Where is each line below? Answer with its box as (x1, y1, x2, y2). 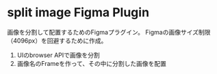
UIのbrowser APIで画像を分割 (16, 51, 101, 59)
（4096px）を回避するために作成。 (7, 36, 107, 45)
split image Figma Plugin (7, 5, 149, 20)
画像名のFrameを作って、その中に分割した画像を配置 (16, 59, 166, 67)
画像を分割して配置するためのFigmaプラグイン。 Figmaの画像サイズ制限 (7, 28, 211, 36)
